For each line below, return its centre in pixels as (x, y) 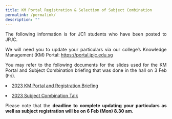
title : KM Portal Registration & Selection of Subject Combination (79, 10)
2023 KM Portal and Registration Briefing (55, 86)
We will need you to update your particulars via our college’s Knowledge (86, 50)
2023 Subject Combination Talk (45, 96)
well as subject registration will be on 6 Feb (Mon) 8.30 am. (70, 111)
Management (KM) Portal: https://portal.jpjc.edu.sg (59, 55)
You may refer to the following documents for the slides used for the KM (86, 65)
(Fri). (10, 76)
